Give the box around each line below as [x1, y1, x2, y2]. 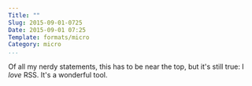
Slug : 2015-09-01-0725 [8, 19, 83, 27]
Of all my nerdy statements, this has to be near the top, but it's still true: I [8, 62, 244, 71]
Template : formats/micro [8, 33, 90, 41]
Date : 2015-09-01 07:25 [8, 26, 87, 34]
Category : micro [8, 41, 61, 48]
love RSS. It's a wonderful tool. [8, 70, 108, 80]
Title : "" [8, 11, 41, 20]
